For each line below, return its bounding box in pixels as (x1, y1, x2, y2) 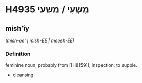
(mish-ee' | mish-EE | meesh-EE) (5, 37, 75, 44)
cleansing (12, 72, 34, 78)
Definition (5, 50, 31, 57)
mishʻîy (5, 24, 30, 33)
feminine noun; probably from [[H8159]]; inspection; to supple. (5, 62, 137, 68)
